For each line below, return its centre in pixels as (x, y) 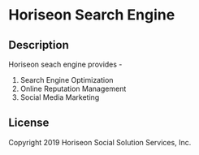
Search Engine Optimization (67, 80)
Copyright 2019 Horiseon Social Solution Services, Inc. (100, 142)
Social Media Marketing (60, 97)
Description (39, 45)
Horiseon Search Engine (92, 15)
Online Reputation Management (73, 88)
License (29, 123)
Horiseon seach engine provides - (65, 64)
